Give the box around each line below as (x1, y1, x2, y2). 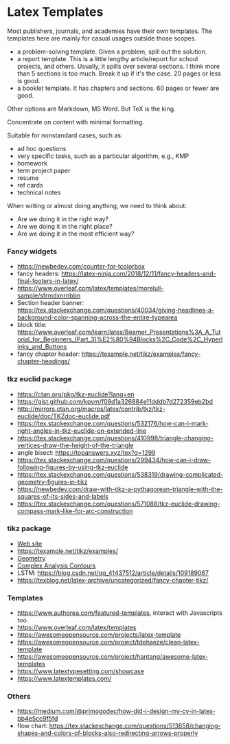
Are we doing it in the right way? (16, 214, 108, 223)
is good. (16, 76, 41, 84)
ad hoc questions (16, 144, 67, 153)
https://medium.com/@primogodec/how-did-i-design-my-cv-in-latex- (16, 707, 216, 715)
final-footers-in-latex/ (16, 277, 79, 285)
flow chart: (16, 722, 48, 730)
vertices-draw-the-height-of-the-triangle (16, 441, 134, 449)
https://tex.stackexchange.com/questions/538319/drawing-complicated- (16, 470, 224, 478)
